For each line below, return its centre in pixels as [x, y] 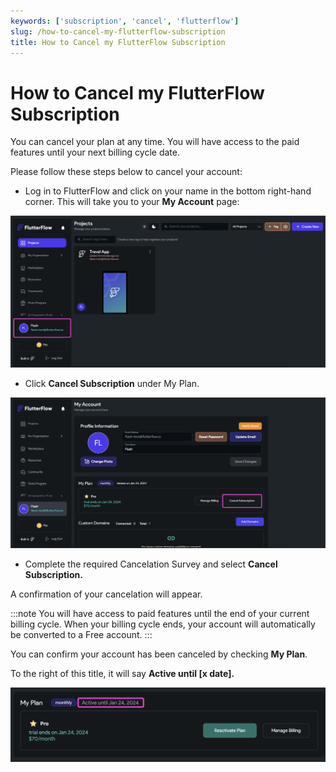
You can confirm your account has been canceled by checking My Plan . [159, 654]
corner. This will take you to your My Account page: [132, 202]
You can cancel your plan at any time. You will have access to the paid [155, 142]
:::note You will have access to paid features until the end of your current [160, 613]
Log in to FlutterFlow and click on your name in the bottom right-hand [168, 191]
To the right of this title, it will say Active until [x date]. [122, 673]
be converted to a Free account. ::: [81, 634]
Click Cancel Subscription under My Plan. [112, 383]
